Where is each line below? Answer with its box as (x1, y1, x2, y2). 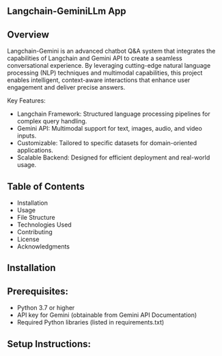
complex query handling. (16, 117, 87, 125)
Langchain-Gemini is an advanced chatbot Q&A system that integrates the (7, 47, 216, 55)
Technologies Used (16, 220, 72, 229)
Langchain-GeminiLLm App (7, 5, 126, 17)
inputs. (16, 131, 37, 140)
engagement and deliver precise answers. (7, 84, 126, 92)
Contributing (16, 228, 53, 236)
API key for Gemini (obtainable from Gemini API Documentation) (16, 311, 197, 319)
